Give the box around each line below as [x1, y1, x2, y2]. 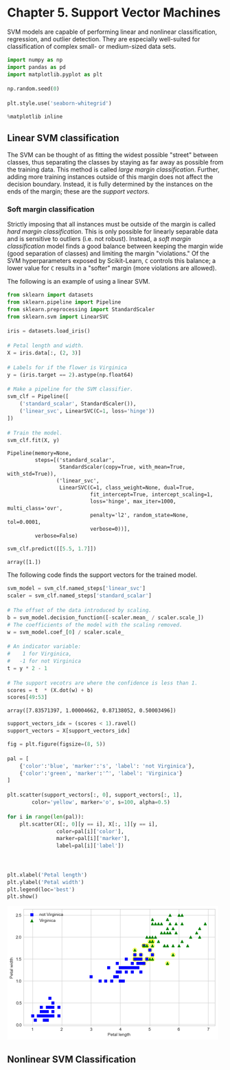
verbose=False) [34, 532, 78, 540]
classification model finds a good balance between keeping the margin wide [7, 242, 223, 251]
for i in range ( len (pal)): [7, 813, 84, 820]
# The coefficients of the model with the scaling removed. [7, 621, 183, 628]
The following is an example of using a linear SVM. [7, 277, 150, 286]
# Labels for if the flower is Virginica [7, 364, 128, 371]
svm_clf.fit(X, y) [7, 437, 60, 443]
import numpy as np [7, 56, 63, 63]
